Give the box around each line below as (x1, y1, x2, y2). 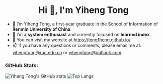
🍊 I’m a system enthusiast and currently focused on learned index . (12, 31, 151, 37)
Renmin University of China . (12, 26, 72, 32)
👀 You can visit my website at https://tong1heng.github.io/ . (12, 37, 132, 43)
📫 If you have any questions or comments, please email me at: (12, 42, 142, 48)
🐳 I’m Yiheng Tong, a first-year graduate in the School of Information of (12, 21, 158, 27)
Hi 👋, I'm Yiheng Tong (38, 4, 129, 16)
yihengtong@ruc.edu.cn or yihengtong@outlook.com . (12, 49, 123, 55)
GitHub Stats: (5, 62, 39, 69)
